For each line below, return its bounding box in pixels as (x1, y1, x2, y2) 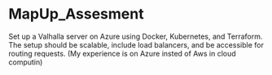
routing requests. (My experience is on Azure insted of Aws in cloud (8, 48, 236, 58)
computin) (8, 57, 43, 67)
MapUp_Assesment (8, 5, 144, 23)
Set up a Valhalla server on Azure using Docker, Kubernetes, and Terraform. (8, 31, 263, 41)
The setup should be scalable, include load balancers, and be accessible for (8, 40, 265, 49)
